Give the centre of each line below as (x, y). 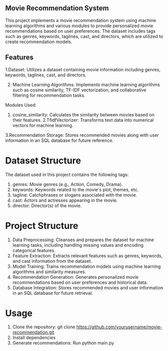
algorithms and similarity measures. (49, 272)
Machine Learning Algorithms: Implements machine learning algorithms (86, 84)
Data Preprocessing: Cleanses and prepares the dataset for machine (83, 240)
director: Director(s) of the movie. (47, 206)
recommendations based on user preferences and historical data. (80, 282)
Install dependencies (34, 337)
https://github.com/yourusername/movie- (119, 327)
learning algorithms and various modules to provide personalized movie (79, 26)
